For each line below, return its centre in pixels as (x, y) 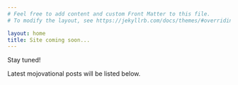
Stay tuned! (24, 60)
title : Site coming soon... (49, 40)
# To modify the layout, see (50, 21)
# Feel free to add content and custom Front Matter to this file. (109, 14)
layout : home (27, 33)
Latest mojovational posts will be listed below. (74, 74)
